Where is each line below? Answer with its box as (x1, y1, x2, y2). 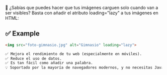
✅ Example (5, 30, 40, 38)
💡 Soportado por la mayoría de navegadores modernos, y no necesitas (5, 65, 153, 70)
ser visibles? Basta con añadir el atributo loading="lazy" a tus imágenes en (5, 10, 159, 16)
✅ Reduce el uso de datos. (5, 56, 62, 61)
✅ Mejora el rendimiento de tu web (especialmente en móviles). (5, 51, 142, 56)
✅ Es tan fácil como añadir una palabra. (5, 61, 93, 66)
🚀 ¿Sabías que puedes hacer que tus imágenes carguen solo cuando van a (5, 5, 158, 10)
